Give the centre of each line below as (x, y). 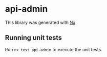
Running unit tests (33, 38)
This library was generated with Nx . (41, 22)
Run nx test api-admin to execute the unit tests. (54, 49)
